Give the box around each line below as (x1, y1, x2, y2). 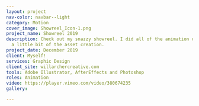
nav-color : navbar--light (6, 14, 70, 20)
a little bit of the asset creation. (11, 42, 105, 48)
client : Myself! (6, 53, 46, 59)
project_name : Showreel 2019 (6, 31, 78, 37)
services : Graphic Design (6, 58, 70, 64)
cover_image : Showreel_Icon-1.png (6, 25, 92, 31)
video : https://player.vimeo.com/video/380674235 (6, 81, 131, 86)
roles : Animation (6, 75, 49, 81)
